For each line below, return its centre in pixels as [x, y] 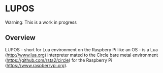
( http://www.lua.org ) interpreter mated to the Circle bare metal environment [82, 55]
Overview [20, 38]
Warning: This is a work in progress [41, 22]
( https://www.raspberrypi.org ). [36, 65]
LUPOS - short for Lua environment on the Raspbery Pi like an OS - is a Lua [81, 49]
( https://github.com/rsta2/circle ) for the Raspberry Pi [59, 60]
